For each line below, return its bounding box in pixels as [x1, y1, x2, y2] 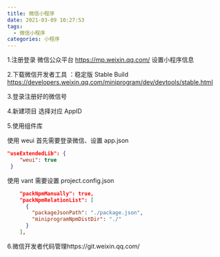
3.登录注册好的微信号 [7, 93, 68, 101]
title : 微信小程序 [7, 10, 55, 17]
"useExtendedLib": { [7, 150, 67, 158]
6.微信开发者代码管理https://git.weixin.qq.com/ [7, 242, 140, 250]
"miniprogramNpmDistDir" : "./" [32, 216, 122, 223]
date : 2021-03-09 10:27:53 [7, 17, 85, 23]
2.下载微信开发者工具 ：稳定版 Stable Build [7, 70, 129, 79]
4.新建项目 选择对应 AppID [7, 107, 83, 115]
